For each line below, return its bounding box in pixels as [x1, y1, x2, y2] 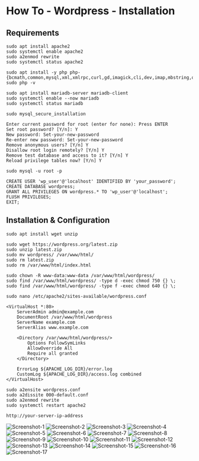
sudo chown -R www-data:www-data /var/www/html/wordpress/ [6, 272, 155, 278]
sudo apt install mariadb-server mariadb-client [6, 90, 129, 96]
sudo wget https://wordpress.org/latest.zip [6, 241, 118, 247]
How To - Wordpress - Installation [6, 4, 175, 18]
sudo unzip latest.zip [6, 246, 62, 253]
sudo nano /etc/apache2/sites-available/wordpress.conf [6, 293, 147, 299]
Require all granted [27, 350, 78, 357]
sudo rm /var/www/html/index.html [6, 262, 92, 268]
